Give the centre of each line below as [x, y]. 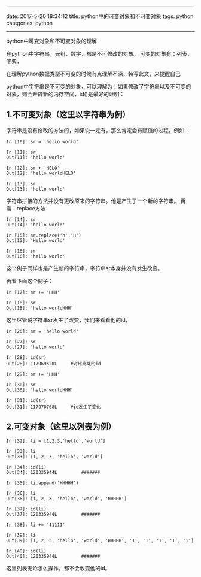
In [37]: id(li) [26, 509]
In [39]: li [21, 535]
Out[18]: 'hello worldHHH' [40, 308]
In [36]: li [21, 493]
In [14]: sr [21, 219]
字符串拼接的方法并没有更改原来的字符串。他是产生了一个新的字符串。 [93, 201]
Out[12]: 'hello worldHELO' [41, 173]
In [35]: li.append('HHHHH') [42, 483]
